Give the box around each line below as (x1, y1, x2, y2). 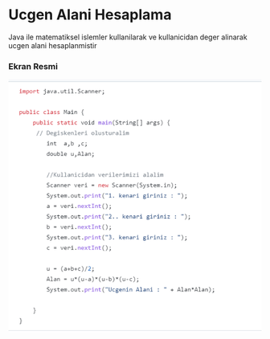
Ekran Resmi (8, 60, 59, 71)
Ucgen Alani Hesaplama (8, 6, 172, 24)
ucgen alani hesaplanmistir (8, 40, 98, 50)
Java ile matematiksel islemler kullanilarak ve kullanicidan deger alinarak (8, 32, 247, 42)
